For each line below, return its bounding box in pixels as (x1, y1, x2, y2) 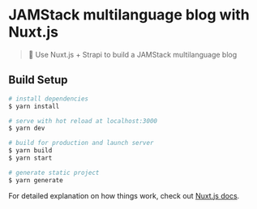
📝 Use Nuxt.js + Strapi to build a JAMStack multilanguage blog (28, 49, 238, 59)
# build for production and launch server (8, 139, 154, 147)
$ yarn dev (8, 124, 45, 133)
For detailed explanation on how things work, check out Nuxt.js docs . (8, 190, 240, 200)
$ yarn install (8, 102, 60, 110)
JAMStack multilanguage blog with (8, 6, 250, 24)
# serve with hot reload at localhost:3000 (8, 117, 158, 125)
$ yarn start (8, 154, 53, 162)
